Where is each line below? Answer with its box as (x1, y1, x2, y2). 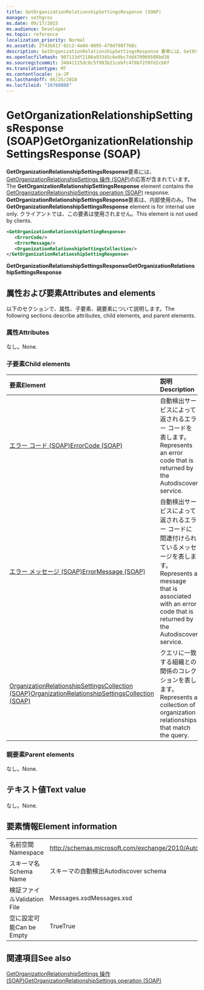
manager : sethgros (6, 15, 53, 21)
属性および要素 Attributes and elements (6, 288, 156, 298)
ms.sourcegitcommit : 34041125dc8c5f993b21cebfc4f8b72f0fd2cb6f (6, 60, 170, 66)
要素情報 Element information (6, 821, 117, 832)
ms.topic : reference (6, 32, 59, 38)
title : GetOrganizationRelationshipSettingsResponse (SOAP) (6, 9, 162, 15)
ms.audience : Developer (6, 26, 67, 32)
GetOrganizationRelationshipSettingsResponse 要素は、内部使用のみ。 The (6, 196, 197, 203)
